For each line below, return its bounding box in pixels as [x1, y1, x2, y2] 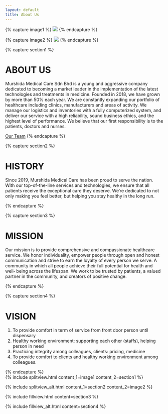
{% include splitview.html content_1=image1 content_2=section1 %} [5, 374, 143, 380]
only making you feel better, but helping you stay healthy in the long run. [5, 193, 154, 199]
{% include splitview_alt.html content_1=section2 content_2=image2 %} [5, 384, 153, 390]
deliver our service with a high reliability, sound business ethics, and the [5, 113, 154, 119]
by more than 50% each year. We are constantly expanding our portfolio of [5, 96, 160, 103]
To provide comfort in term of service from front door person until [12, 327, 149, 333]
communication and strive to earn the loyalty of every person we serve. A [5, 257, 157, 264]
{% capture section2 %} [5, 143, 55, 149]
